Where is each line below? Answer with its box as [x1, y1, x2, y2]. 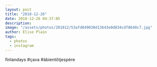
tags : [5, 34, 16, 39]
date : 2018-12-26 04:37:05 [5, 16, 60, 21]
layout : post [5, 7, 32, 12]
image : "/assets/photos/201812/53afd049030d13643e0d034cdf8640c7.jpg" [5, 25, 153, 30]
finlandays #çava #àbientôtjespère [5, 56, 75, 62]
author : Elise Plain [5, 30, 48, 34]
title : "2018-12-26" [5, 12, 48, 17]
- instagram [9, 43, 34, 48]
